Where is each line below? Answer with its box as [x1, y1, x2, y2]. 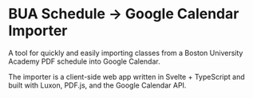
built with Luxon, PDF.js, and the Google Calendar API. [8, 80, 187, 90]
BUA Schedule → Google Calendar [8, 5, 239, 23]
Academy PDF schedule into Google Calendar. [8, 57, 161, 66]
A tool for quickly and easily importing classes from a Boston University [8, 48, 243, 57]
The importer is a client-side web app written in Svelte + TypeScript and [8, 72, 245, 81]
